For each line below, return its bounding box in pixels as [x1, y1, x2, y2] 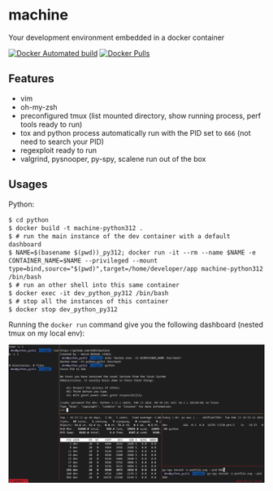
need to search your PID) [19, 137, 104, 146]
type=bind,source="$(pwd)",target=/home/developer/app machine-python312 [8, 264, 264, 273]
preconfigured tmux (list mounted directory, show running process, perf [19, 111, 262, 120]
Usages [8, 177, 48, 192]
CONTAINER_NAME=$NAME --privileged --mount [8, 256, 158, 265]
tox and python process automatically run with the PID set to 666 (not [19, 128, 251, 137]
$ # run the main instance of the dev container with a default [8, 232, 231, 241]
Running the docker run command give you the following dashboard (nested [8, 319, 264, 329]
